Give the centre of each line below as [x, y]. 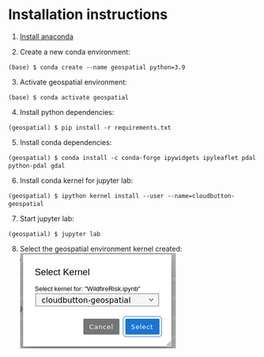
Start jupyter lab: [47, 218]
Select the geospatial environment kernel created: [101, 249]
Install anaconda [46, 36]
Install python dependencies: [67, 112]
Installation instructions [88, 15]
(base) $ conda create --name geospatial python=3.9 [97, 67]
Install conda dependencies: [66, 142]
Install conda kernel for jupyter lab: [76, 180]
